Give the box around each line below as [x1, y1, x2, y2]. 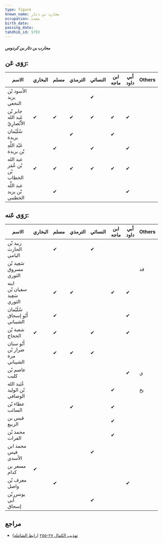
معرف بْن [7, 477, 27, 484]
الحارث [7, 246, 22, 252]
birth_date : [5, 20, 29, 26]
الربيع [7, 421, 18, 427]
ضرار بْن [7, 347, 25, 353]
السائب [7, 407, 23, 413]
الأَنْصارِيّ [7, 120, 25, 127]
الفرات [7, 435, 22, 442]
